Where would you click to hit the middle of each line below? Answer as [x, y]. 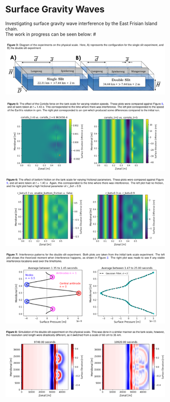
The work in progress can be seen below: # [51, 34]
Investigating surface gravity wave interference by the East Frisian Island [81, 23]
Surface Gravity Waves [55, 9]
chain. [12, 28]
